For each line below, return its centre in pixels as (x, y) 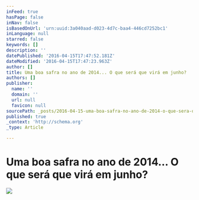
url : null (23, 100)
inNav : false (22, 23)
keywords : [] (22, 45)
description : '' (26, 50)
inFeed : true (22, 12)
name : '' (22, 89)
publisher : (20, 84)
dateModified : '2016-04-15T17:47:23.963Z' (59, 61)
